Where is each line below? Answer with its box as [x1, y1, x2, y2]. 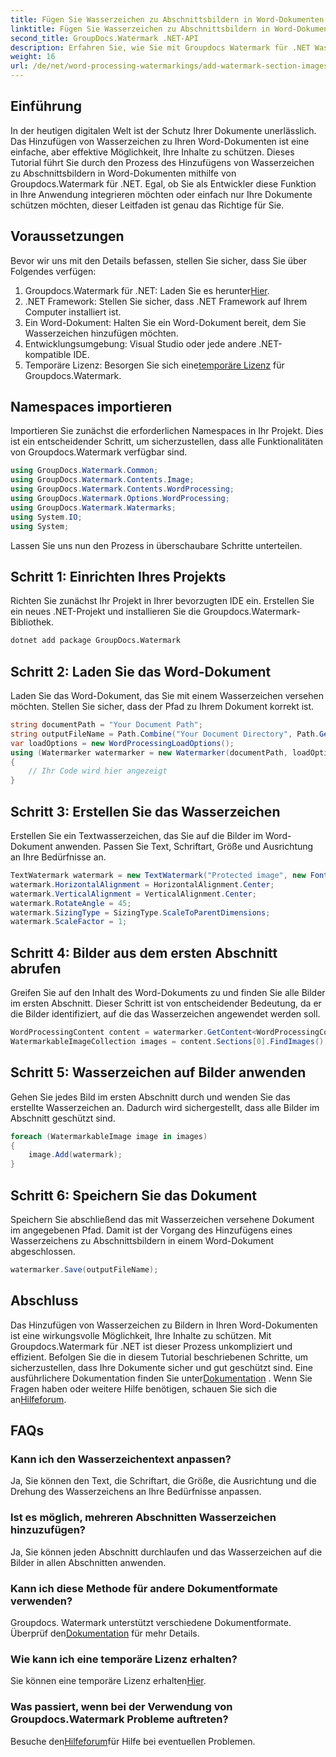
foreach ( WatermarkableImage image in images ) [10, 1131, 208, 1141]
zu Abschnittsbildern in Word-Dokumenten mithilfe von [10, 167, 237, 179]
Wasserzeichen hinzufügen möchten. [24, 327, 179, 339]
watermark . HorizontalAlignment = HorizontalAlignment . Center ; [10, 879, 275, 890]
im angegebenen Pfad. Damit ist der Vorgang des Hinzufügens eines [10, 1224, 293, 1236]
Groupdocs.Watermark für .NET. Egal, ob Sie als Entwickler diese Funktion [10, 177, 317, 190]
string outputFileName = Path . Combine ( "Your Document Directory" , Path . [10, 729, 320, 739]
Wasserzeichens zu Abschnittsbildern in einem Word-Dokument [10, 1234, 275, 1246]
